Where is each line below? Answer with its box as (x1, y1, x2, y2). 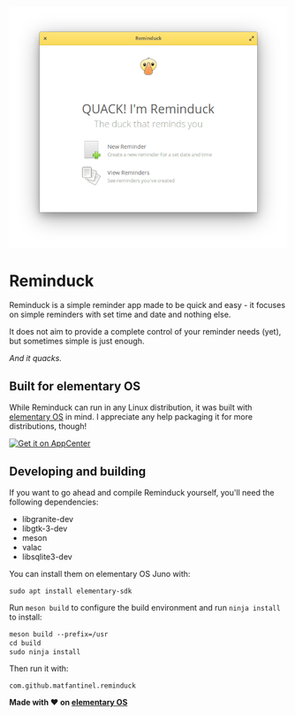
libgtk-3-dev (21, 523, 68, 534)
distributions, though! (9, 421, 87, 432)
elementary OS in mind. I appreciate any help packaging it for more (9, 412, 253, 422)
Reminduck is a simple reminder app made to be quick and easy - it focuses (9, 300, 285, 311)
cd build (9, 639, 42, 648)
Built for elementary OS (9, 379, 141, 394)
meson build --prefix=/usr (9, 630, 109, 639)
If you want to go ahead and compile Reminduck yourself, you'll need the (9, 488, 275, 498)
